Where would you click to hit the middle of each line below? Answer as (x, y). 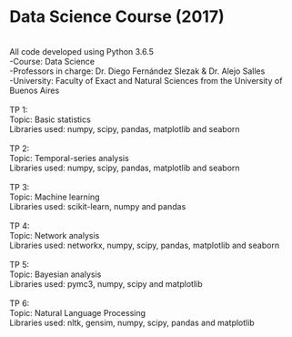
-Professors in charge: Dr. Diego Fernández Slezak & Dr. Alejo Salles (137, 71)
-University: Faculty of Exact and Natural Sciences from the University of (146, 80)
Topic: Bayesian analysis (55, 274)
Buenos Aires (35, 90)
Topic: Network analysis (55, 235)
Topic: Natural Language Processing (78, 312)
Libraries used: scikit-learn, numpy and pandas (98, 206)
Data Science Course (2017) (117, 17)
